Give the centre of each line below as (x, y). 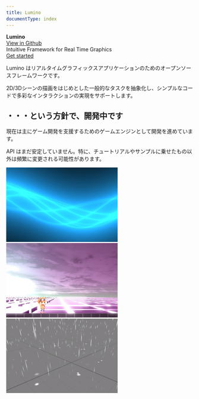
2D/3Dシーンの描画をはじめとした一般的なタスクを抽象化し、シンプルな (94, 88)
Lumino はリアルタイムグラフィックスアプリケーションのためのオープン (94, 68)
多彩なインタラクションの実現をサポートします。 (76, 95)
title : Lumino (24, 13)
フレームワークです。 (37, 75)
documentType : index (32, 19)
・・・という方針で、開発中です (65, 116)
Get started (20, 55)
